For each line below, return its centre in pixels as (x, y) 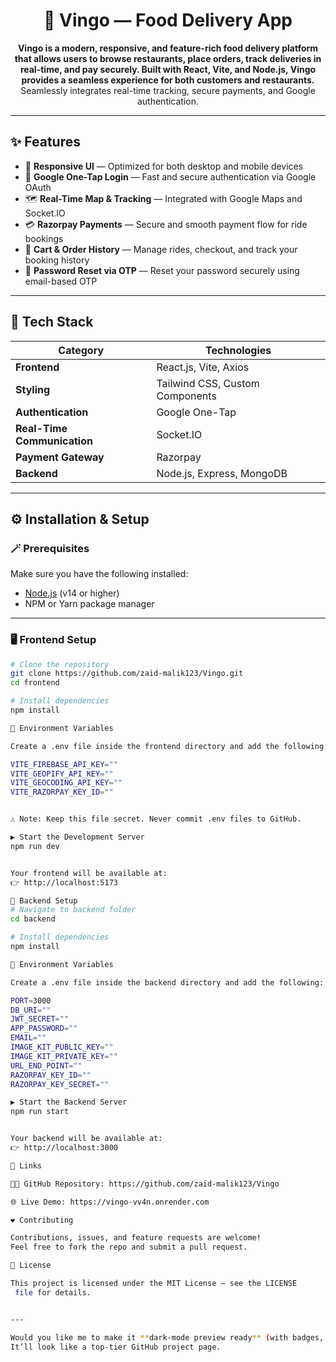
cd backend (33, 919)
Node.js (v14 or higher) (72, 593)
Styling (33, 389)
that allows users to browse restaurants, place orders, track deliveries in (168, 58)
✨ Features (45, 142)
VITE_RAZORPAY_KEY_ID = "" (62, 792)
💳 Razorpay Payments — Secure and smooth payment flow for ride (166, 224)
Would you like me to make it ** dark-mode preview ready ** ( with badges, (167, 1337)
